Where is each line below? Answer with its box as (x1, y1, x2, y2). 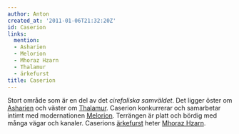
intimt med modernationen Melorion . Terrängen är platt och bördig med (7, 111, 218, 120)
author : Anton (7, 10, 50, 18)
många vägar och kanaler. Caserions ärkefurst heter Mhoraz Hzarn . (7, 119, 206, 128)
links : (7, 30, 27, 38)
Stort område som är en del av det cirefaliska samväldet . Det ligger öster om (7, 96, 233, 105)
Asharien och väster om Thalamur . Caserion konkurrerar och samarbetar (7, 104, 221, 113)
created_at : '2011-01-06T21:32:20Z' (7, 17, 116, 24)
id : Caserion (7, 24, 46, 31)
